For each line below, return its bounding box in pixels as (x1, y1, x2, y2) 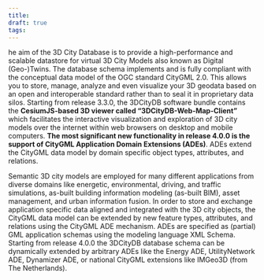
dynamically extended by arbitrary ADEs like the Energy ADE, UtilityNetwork (8, 247, 255, 256)
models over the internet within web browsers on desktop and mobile (8, 123, 233, 132)
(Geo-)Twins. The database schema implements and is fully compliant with (8, 64, 251, 74)
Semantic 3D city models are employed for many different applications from (8, 171, 255, 181)
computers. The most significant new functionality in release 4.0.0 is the (8, 131, 251, 141)
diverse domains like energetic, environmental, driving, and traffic (8, 180, 221, 190)
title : (8, 11, 30, 20)
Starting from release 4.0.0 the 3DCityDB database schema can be (8, 238, 225, 248)
